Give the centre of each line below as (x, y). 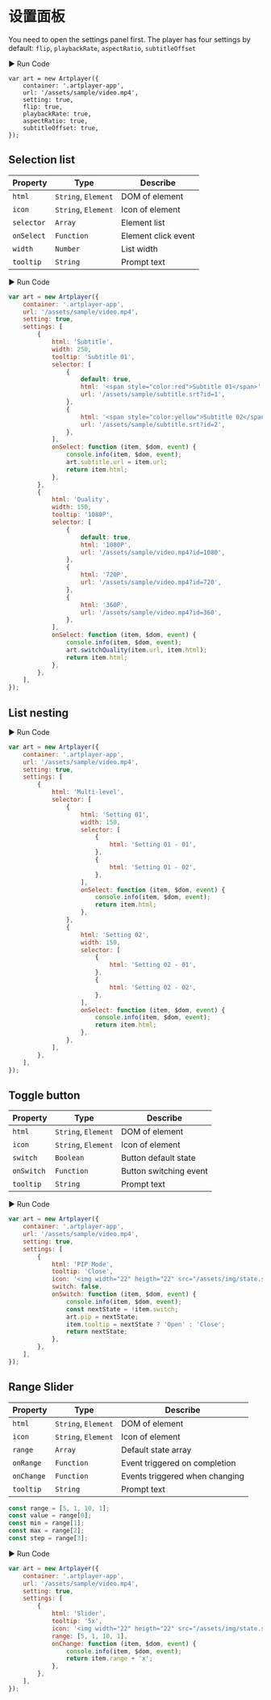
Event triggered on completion (178, 1462)
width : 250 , (71, 349)
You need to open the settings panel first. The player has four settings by (130, 39)
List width (140, 249)
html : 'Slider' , (79, 1614)
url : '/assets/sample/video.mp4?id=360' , (151, 612)
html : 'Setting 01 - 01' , (153, 845)
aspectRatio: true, (56, 121)
